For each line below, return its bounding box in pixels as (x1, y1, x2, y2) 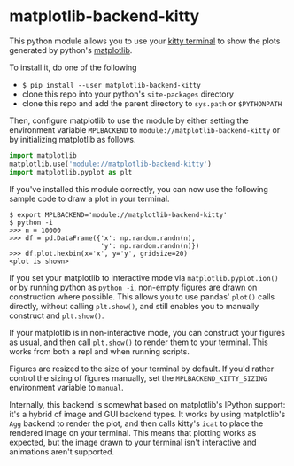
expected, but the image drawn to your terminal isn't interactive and (9, 437, 257, 447)
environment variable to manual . (9, 382, 124, 392)
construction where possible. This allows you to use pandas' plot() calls (9, 291, 275, 302)
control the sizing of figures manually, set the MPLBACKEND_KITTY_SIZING (9, 372, 267, 383)
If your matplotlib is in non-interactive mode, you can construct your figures (9, 327, 286, 338)
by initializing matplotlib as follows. (9, 134, 136, 144)
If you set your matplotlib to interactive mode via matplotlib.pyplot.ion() (9, 272, 279, 283)
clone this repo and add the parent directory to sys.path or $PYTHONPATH (21, 97, 282, 108)
